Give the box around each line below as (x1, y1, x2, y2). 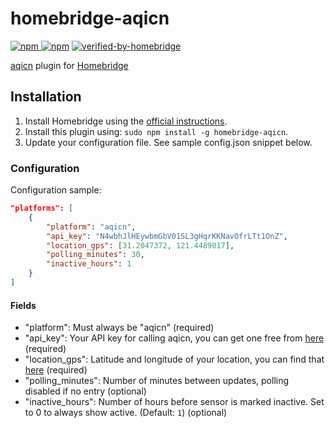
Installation (10, 88, 82, 106)
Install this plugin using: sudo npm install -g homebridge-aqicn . (24, 125, 289, 137)
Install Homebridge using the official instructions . (24, 115, 228, 127)
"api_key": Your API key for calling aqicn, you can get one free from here (24, 332, 325, 344)
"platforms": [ (10, 203, 74, 214)
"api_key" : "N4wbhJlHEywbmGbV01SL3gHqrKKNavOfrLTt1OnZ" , (46, 231, 288, 241)
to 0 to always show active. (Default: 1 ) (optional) (24, 407, 228, 419)
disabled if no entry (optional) (24, 385, 147, 397)
